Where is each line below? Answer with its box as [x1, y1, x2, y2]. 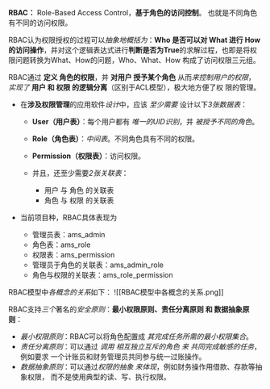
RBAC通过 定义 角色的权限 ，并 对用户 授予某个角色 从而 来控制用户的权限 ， [8, 73, 256, 82]
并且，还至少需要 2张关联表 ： [31, 169, 129, 178]
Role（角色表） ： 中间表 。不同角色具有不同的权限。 [31, 134, 200, 144]
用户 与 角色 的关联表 [44, 186, 114, 194]
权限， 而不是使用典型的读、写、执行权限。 [27, 372, 171, 382]
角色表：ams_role [31, 240, 91, 249]
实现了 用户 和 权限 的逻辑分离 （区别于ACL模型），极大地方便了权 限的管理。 [8, 82, 261, 92]
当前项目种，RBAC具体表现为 [19, 213, 118, 222]
